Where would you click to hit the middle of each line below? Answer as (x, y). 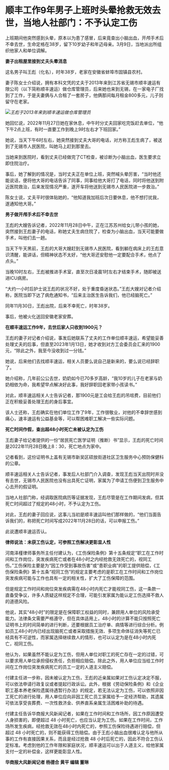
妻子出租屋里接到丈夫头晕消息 (36, 61)
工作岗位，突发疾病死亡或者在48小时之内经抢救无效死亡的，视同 (80, 559)
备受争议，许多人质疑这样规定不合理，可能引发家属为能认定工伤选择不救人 (87, 595)
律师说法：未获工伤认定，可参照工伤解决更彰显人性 (58, 542)
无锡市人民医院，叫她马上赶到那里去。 (54, 146)
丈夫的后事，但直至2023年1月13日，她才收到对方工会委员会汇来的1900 (87, 344)
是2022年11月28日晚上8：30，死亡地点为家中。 (55, 446)
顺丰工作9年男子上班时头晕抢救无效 (79, 10)
